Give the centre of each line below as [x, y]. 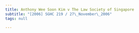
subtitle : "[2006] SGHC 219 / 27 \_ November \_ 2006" [59, 14]
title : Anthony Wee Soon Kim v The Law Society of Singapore [70, 9]
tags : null [16, 18]
